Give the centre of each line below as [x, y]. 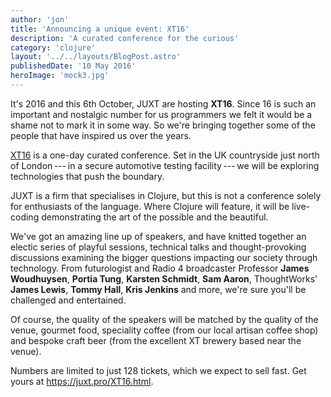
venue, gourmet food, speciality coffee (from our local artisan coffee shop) [164, 330]
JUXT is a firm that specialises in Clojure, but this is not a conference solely [166, 195]
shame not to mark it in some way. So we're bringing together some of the [163, 125]
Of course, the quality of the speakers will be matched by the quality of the [164, 319]
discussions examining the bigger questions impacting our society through [164, 257]
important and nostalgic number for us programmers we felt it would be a [161, 114]
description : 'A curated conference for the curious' [125, 38]
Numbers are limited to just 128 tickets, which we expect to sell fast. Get [158, 370]
